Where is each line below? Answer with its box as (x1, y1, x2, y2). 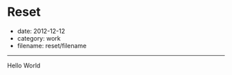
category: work (17, 34, 61, 42)
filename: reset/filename (17, 41, 87, 50)
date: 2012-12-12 (17, 27, 66, 35)
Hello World (7, 61, 41, 69)
